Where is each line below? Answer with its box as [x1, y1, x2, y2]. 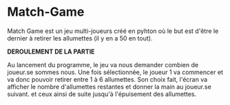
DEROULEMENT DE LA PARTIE [7, 47, 95, 56]
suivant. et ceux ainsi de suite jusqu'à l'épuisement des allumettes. [7, 90, 197, 98]
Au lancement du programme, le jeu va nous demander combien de [7, 60, 198, 69]
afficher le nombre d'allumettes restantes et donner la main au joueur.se [7, 82, 211, 91]
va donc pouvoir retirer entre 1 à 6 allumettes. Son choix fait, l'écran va [7, 75, 208, 83]
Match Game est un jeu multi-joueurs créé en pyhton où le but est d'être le [7, 27, 219, 35]
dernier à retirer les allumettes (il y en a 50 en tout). [7, 34, 153, 42]
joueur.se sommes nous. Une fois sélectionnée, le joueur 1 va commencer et [7, 68, 224, 76]
